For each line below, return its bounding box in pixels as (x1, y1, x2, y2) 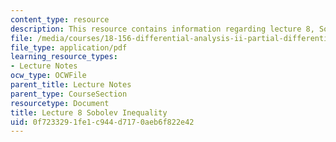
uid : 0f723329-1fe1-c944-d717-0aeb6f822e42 (10, 117, 195, 127)
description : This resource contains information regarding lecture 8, (10, 24, 315, 34)
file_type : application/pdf (10, 42, 128, 53)
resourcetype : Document (10, 98, 110, 108)
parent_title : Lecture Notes (10, 80, 132, 90)
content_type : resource (10, 14, 110, 25)
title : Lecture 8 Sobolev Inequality (10, 107, 168, 118)
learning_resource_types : (10, 52, 118, 62)
